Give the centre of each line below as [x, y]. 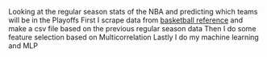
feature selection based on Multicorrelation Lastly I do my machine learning [134, 37]
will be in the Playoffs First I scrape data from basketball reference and [126, 20]
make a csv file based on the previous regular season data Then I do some [132, 28]
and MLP [23, 46]
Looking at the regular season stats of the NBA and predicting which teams [133, 12]
